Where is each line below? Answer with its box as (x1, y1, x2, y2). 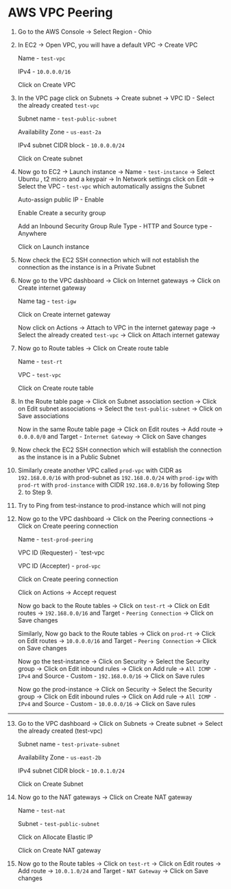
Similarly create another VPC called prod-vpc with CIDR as (17, 466, 182, 474)
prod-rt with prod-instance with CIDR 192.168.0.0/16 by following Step (17, 480, 220, 489)
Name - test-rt (17, 357, 63, 365)
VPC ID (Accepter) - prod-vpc (17, 561, 101, 570)
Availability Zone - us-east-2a (17, 127, 101, 136)
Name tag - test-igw (17, 297, 77, 305)
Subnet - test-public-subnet (17, 819, 100, 827)
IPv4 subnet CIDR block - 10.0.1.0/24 (17, 766, 125, 775)
